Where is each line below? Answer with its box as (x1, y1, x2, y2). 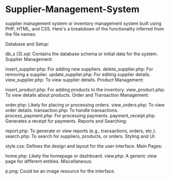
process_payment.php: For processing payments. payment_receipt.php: (5, 113, 156, 119)
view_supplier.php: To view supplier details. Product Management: (5, 77, 144, 83)
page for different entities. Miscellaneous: (5, 158, 92, 164)
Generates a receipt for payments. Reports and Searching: (5, 118, 127, 124)
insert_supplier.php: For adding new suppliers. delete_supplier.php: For (5, 66, 153, 72)
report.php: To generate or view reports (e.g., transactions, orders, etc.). (5, 128, 156, 134)
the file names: (5, 31, 37, 37)
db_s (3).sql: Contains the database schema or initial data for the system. (5, 51, 158, 57)
